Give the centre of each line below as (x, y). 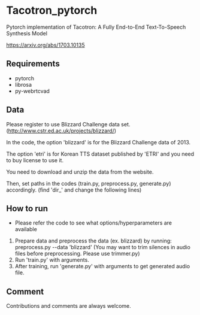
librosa (23, 84)
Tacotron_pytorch (52, 10)
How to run (27, 208)
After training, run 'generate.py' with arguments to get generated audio (102, 266)
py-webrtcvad (32, 91)
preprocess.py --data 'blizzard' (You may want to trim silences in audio (102, 247)
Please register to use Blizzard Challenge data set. (68, 124)
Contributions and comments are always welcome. (69, 306)
